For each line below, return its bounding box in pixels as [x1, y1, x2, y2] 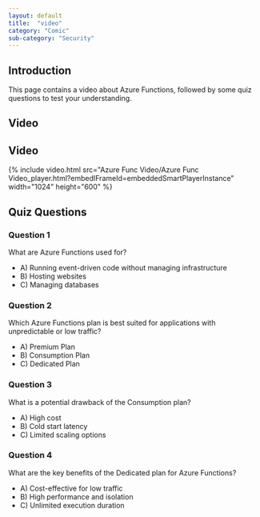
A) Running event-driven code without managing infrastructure [19, 263, 228, 272]
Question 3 [8, 379, 52, 391]
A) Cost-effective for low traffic [19, 483, 123, 493]
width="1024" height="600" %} [8, 182, 114, 192]
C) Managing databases [19, 279, 99, 289]
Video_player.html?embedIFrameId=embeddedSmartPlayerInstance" [8, 174, 234, 183]
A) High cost [19, 413, 62, 423]
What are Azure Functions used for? [8, 247, 127, 257]
